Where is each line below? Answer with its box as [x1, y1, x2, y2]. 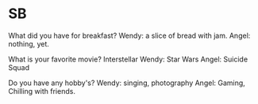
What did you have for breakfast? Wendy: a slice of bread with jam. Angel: [8, 31, 251, 40]
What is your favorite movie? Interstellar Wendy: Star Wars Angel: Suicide [8, 54, 248, 64]
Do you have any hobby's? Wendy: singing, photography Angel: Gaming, [8, 78, 246, 87]
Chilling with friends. [8, 86, 75, 95]
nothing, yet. [8, 39, 50, 48]
